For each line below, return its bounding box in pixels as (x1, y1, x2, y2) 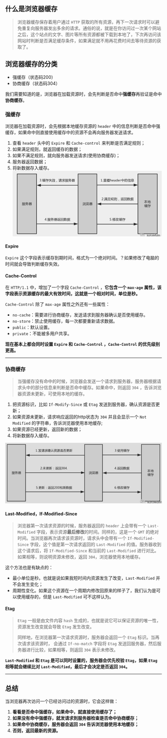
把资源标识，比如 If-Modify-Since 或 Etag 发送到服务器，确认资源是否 (12, 401, 156, 407)
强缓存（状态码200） (12, 74, 56, 80)
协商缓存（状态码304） (12, 80, 61, 86)
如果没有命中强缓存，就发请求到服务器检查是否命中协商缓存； (12, 715, 139, 721)
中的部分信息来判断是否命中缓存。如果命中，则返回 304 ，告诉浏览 (26, 384, 162, 390)
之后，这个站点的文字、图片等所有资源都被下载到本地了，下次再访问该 (17, 31, 162, 37)
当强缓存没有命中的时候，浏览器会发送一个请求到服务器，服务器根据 (17, 378, 157, 384)
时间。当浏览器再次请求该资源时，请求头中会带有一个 (17, 535, 127, 541)
